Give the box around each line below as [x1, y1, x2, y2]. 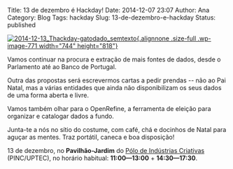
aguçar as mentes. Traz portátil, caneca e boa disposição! [7, 133, 175, 141]
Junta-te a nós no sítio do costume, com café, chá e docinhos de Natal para [7, 126, 227, 133]
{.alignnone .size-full [136, 34, 197, 43]
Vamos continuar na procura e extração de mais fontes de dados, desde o [7, 55, 221, 64]
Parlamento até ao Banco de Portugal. [7, 63, 117, 71]
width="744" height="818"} [38, 42, 118, 50]
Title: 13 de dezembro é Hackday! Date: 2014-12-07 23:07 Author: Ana [7, 6, 210, 14]
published [7, 21, 36, 29]
